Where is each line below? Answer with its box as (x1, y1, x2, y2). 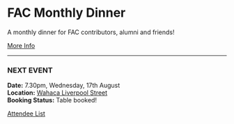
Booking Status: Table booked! (7, 96, 97, 104)
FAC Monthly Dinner (7, 5, 126, 21)
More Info (7, 41, 36, 49)
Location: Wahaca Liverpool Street (7, 88, 108, 97)
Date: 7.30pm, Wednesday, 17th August (7, 82, 120, 90)
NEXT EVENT (7, 65, 54, 75)
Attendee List (7, 109, 45, 118)
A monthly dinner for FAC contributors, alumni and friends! (7, 28, 175, 36)
